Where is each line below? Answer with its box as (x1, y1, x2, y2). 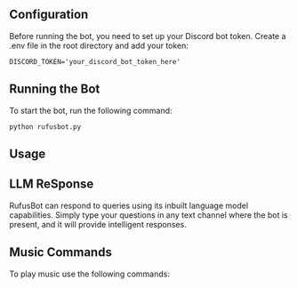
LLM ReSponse (9, 177, 94, 192)
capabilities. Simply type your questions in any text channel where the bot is (9, 209, 288, 220)
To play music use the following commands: (9, 268, 171, 279)
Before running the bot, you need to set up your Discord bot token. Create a (9, 30, 286, 41)
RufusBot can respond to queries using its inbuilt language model (9, 200, 249, 211)
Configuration (9, 7, 89, 22)
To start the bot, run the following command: (9, 105, 173, 116)
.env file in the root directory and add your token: (9, 40, 189, 51)
